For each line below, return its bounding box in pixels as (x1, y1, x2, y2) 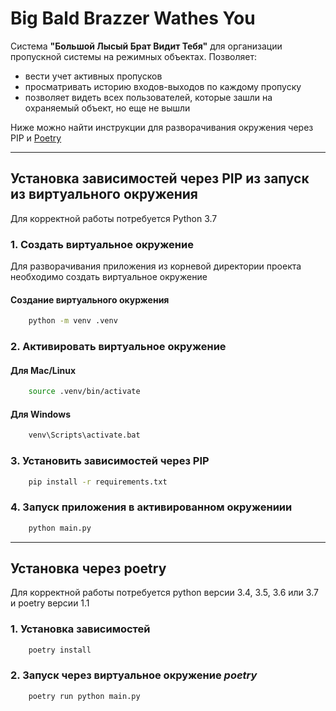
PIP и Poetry (10, 132, 62, 144)
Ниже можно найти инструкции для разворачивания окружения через (10, 121, 314, 133)
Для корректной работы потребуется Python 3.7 (10, 212, 218, 224)
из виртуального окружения (10, 186, 198, 203)
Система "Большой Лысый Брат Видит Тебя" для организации (10, 40, 283, 52)
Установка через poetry (10, 560, 167, 577)
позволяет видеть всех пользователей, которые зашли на (24, 91, 273, 103)
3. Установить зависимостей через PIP (10, 454, 210, 468)
